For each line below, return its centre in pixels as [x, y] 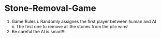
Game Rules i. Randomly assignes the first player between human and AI [84, 21]
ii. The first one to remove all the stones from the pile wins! [70, 26]
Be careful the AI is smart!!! [38, 31]
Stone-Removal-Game [50, 8]
